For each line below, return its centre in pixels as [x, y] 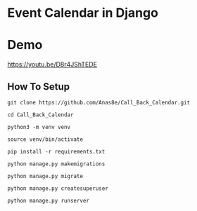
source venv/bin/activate [45, 139]
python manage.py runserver [49, 200]
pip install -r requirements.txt [56, 151]
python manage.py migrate [45, 176]
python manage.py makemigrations [56, 164]
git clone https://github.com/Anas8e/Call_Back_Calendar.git [99, 102]
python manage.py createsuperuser [58, 188]
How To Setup [39, 87]
